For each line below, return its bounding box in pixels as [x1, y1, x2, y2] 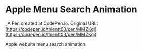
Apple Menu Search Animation [5, 4, 137, 15]
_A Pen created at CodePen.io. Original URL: [5, 20, 98, 27]
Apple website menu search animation [5, 41, 86, 47]
